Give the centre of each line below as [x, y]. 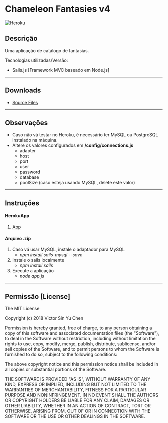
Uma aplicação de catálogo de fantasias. [47, 50]
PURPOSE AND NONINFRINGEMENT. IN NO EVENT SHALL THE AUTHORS [82, 395]
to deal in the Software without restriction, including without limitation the [80, 338]
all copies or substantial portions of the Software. [56, 369]
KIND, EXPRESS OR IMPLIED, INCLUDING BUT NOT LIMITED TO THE [76, 384]
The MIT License [22, 308]
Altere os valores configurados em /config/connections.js [73, 145]
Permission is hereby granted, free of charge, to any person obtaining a [79, 328]
